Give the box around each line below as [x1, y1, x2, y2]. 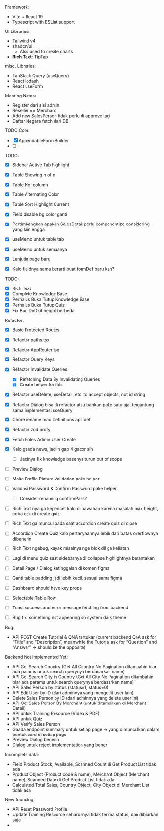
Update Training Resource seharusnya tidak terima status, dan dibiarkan [12, 811, 159, 817]
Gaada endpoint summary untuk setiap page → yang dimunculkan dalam [12, 726, 160, 732]
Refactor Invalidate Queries [12, 366, 68, 372]
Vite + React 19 [12, 14, 43, 19]
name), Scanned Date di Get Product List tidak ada [12, 776, 115, 782]
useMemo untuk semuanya [12, 246, 67, 252]
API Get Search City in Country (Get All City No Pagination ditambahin [12, 674, 154, 680]
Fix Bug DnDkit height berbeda [12, 307, 75, 313]
